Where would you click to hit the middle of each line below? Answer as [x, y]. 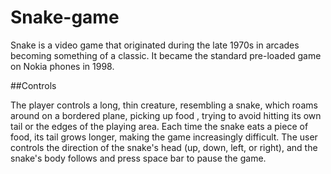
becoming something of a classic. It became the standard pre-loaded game [166, 55]
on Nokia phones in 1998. [62, 66]
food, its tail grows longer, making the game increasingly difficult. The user [164, 137]
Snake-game [65, 17]
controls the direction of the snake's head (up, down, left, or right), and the [164, 147]
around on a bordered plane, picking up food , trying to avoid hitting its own [166, 115]
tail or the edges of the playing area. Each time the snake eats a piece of [159, 126]
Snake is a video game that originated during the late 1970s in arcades [155, 45]
